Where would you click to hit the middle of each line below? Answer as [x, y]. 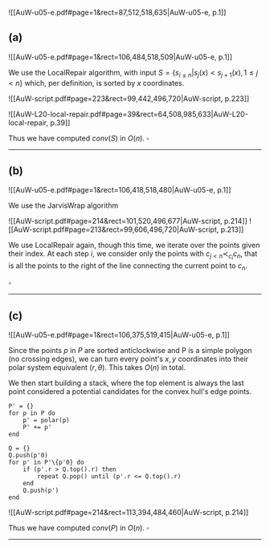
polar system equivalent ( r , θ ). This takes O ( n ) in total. [97, 367]
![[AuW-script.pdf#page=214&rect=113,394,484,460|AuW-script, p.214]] [129, 513]
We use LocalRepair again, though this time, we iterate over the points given [134, 246]
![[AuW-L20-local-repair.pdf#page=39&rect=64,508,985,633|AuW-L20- [129, 114]
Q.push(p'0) [28, 456]
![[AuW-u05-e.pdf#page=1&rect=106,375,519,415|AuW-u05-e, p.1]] [119, 335]
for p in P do [32, 413]
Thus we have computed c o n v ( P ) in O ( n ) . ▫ [79, 528]
